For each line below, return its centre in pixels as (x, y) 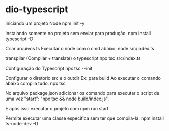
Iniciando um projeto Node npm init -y (45, 23)
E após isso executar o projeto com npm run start (57, 108)
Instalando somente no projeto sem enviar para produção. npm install (78, 33)
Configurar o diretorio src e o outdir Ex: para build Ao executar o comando (83, 78)
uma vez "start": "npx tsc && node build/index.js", (57, 99)
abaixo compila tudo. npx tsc (36, 83)
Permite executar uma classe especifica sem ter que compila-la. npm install (85, 118)
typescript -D (19, 39)
